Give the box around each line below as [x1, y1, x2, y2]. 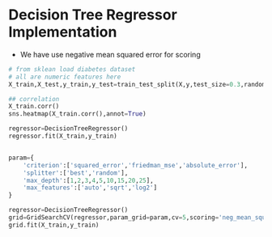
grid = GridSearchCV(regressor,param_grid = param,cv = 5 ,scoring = [8, 214, 219, 222]
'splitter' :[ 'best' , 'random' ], [23, 168, 129, 177]
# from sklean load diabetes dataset [8, 65, 136, 74]
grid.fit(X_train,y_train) [8, 221, 100, 229]
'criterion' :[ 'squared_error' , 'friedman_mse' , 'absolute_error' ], [23, 161, 249, 169]
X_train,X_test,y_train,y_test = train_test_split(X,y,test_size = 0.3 [8, 80, 241, 88]
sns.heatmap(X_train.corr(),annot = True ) [8, 110, 147, 118]
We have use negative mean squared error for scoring [19, 49, 201, 59]
